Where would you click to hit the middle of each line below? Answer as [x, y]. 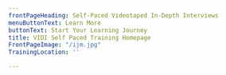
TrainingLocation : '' [44, 52]
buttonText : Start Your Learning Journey [78, 30]
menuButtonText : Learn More [55, 23]
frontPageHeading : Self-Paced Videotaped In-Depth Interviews [113, 15]
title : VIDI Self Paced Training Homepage [80, 37]
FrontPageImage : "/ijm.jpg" [55, 45]
